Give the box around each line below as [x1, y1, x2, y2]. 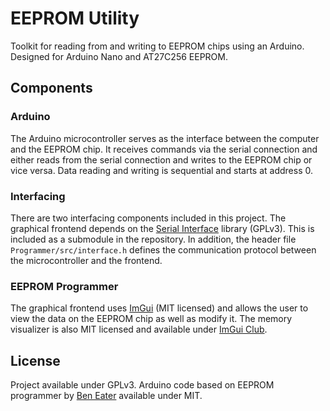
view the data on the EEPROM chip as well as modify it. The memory [10, 313, 293, 325]
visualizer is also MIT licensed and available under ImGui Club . [10, 323, 268, 336]
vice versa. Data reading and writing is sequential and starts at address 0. [10, 164, 313, 176]
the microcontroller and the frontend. [10, 254, 163, 266]
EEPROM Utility [10, 7, 140, 30]
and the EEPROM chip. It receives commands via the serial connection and [10, 143, 318, 155]
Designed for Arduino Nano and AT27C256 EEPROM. [10, 50, 228, 62]
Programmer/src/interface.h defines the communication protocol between [10, 243, 317, 256]
